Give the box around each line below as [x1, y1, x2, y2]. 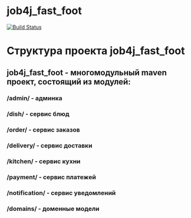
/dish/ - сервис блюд [6, 110, 70, 118]
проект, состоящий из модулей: [6, 76, 131, 86]
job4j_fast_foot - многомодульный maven [6, 68, 167, 78]
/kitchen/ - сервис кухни [6, 157, 81, 166]
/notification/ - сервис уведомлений [6, 189, 116, 197]
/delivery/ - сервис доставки [6, 142, 93, 150]
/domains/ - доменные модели [6, 204, 100, 213]
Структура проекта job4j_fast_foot [6, 44, 185, 58]
